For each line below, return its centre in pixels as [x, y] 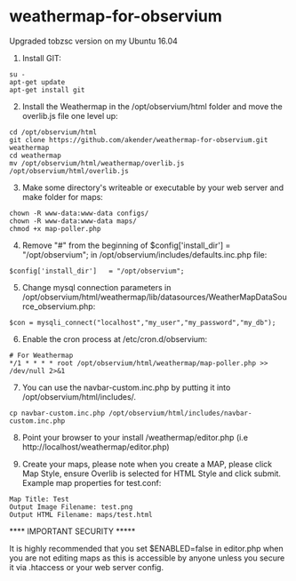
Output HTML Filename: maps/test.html [81, 514]
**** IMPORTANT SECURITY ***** [72, 531]
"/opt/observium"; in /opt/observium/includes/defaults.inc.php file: [144, 254]
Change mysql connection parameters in [96, 287]
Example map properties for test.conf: [92, 482]
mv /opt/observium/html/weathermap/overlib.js [97, 163]
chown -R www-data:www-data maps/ [73, 221]
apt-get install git [48, 90]
